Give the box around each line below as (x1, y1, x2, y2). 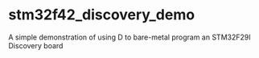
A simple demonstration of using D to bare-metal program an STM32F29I (8, 32, 251, 42)
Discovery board (8, 40, 64, 50)
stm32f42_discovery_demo (8, 6, 195, 24)
